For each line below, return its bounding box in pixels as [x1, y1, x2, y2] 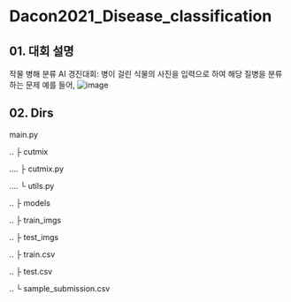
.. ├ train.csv [9, 249, 56, 260]
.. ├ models [9, 197, 51, 208]
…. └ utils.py [9, 180, 55, 191]
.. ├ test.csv [9, 266, 53, 276]
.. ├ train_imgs [9, 215, 62, 225]
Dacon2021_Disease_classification [9, 6, 272, 26]
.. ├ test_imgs [9, 231, 59, 242]
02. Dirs [9, 106, 54, 121]
